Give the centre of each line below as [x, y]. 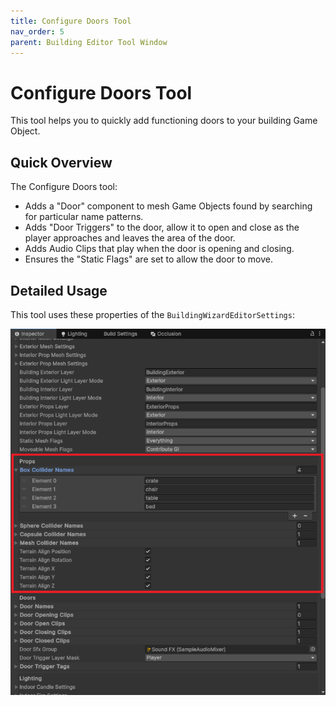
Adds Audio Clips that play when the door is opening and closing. [159, 249]
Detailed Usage [59, 290]
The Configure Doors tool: [64, 187]
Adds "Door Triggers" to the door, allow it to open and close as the [162, 227]
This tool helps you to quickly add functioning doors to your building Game [164, 121]
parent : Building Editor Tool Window [89, 42]
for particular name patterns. [84, 217]
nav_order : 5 [37, 31]
